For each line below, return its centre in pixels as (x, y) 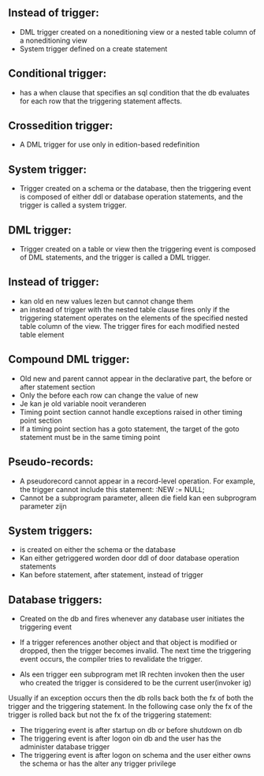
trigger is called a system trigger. (73, 205)
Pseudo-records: (51, 462)
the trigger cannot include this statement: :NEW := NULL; (112, 489)
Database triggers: (55, 600)
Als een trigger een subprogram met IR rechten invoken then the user (132, 674)
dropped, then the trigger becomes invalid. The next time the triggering (135, 651)
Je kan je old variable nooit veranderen (83, 403)
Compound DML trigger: (69, 359)
